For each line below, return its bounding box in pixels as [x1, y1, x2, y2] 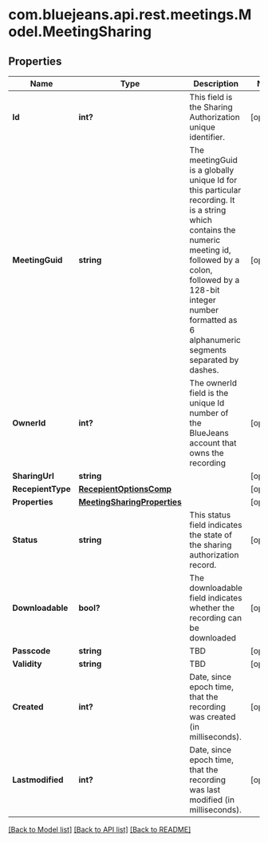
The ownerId [189, 377, 238, 389]
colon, [189, 265, 213, 275]
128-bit [189, 285, 220, 295]
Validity [12, 658, 42, 669]
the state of [189, 529, 233, 541]
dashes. [189, 365, 219, 375]
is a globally [189, 165, 235, 175]
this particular [189, 185, 242, 195]
